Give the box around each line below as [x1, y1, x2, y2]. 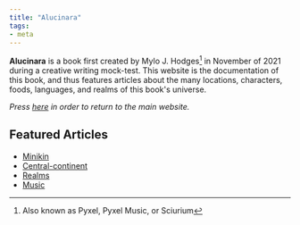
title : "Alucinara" [9, 12, 82, 22]
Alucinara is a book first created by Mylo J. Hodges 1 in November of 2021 [9, 54, 281, 67]
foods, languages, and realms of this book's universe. [9, 84, 207, 95]
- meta [9, 29, 34, 38]
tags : [9, 21, 29, 30]
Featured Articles [9, 127, 109, 143]
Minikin [21, 151, 49, 162]
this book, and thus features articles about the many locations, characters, [9, 75, 283, 86]
